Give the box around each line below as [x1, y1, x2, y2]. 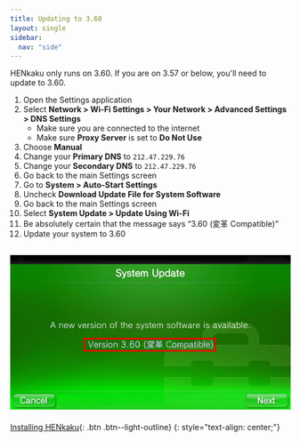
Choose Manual [22, 142, 83, 153]
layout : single [10, 23, 67, 33]
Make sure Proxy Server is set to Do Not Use [36, 132, 203, 143]
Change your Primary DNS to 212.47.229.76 [22, 151, 185, 162]
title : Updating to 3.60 [10, 14, 102, 23]
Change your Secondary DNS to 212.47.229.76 [22, 161, 197, 172]
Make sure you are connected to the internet [36, 123, 200, 133]
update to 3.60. [10, 77, 66, 88]
